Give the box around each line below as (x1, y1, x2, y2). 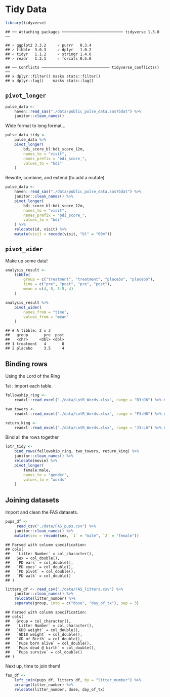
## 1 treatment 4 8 (5, 341, 65, 346)
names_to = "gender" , (23, 472, 69, 477)
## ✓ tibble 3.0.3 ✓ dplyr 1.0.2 (5, 47, 92, 52)
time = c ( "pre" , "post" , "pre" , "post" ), (23, 282, 112, 287)
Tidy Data (5, 4, 47, 15)
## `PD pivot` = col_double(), (5, 569, 76, 574)
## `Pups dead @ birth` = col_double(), (5, 645, 96, 650)
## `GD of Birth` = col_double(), (5, 637, 82, 642)
